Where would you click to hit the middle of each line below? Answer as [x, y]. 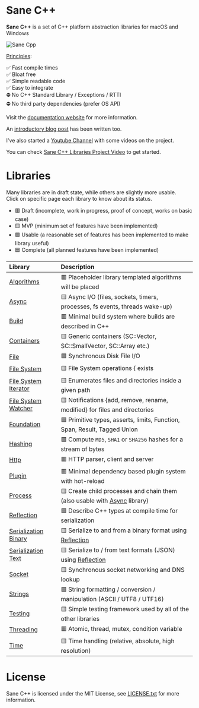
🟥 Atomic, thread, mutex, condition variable [121, 628]
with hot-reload [83, 481]
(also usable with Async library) [105, 501]
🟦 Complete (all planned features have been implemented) [86, 249]
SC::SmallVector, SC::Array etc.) [105, 346]
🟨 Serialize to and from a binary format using [124, 530]
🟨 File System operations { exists [107, 368]
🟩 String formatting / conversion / [108, 589]
